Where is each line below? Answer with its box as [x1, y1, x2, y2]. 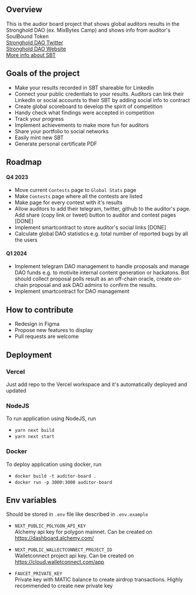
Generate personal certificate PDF [14, 140, 97, 147]
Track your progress [14, 115, 64, 122]
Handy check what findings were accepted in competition [14, 109, 154, 116]
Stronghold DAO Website [6, 45, 66, 52]
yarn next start [14, 434, 55, 440]
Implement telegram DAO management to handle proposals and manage [14, 263, 190, 270]
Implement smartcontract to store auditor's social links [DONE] [14, 224, 166, 231]
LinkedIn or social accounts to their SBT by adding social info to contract [14, 96, 190, 103]
